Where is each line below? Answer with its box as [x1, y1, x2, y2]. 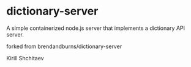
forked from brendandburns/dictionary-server [6, 43, 122, 50]
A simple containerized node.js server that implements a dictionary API [6, 24, 185, 32]
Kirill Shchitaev [6, 54, 44, 62]
